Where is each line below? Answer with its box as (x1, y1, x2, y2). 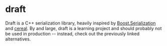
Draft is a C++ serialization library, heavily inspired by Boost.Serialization (5, 20, 156, 26)
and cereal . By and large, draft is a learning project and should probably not (5, 25, 162, 31)
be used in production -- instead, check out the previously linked (5, 30, 140, 36)
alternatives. (5, 36, 31, 42)
